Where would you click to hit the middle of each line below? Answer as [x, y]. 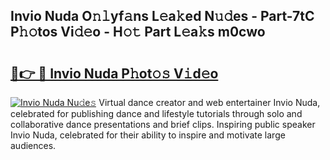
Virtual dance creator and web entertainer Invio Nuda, [209, 102]
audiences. [33, 145]
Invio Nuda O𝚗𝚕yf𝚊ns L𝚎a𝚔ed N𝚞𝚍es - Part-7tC [162, 16]
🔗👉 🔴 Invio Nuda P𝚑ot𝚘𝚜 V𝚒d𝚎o [114, 73]
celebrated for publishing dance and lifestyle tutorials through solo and [156, 113]
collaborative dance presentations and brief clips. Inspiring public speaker [163, 124]
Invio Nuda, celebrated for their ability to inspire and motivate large [148, 135]
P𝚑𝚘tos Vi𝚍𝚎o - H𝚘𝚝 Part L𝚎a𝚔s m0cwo [138, 32]
